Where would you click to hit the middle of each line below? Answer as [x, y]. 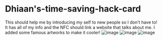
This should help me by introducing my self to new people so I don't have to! [81, 22]
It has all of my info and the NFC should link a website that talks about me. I [80, 27]
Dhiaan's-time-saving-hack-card [73, 9]
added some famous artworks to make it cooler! [53, 32]
